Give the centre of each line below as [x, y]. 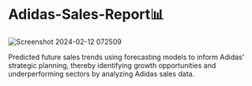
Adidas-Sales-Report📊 [86, 15]
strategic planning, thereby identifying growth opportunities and [112, 65]
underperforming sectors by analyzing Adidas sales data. [102, 73]
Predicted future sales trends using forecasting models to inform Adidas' [126, 57]
